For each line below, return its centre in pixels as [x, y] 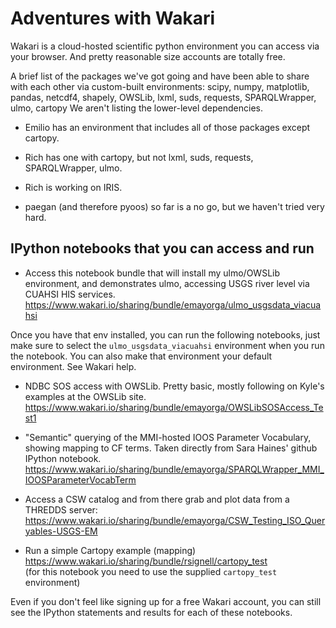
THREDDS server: [61, 509]
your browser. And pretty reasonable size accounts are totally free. [148, 56]
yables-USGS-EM [61, 531]
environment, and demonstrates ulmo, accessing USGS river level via [167, 283]
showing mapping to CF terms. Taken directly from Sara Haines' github [171, 448]
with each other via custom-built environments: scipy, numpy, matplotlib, [160, 86]
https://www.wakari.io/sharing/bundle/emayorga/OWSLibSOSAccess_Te [174, 407]
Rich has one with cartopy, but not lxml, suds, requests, [139, 157]
